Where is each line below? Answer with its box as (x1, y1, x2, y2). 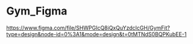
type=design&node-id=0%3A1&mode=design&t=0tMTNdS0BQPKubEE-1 (6, 30, 187, 37)
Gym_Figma (6, 4, 68, 18)
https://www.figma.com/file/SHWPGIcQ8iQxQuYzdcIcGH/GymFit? (6, 24, 170, 31)
